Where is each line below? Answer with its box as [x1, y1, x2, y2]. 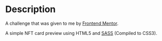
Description [5, 4, 56, 15]
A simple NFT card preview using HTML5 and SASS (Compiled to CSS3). [5, 30, 157, 36]
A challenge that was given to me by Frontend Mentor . [5, 20, 119, 26]
